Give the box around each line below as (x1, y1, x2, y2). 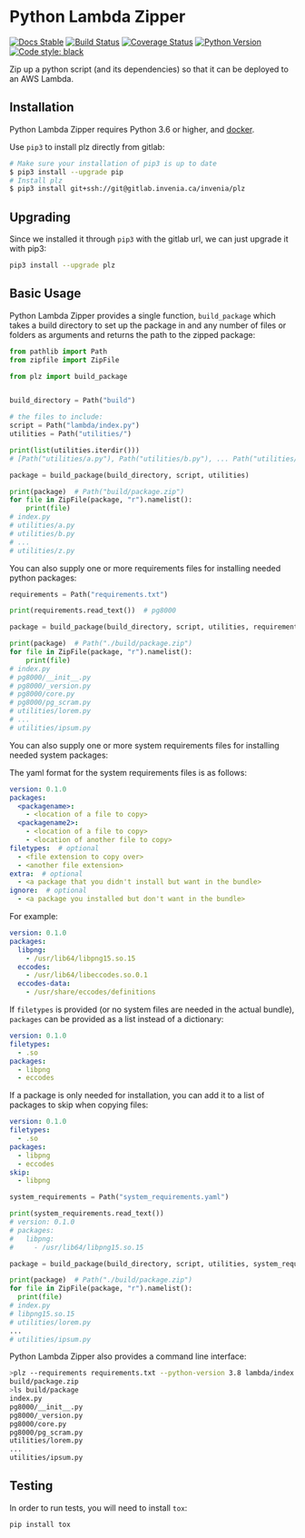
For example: (9, 911, 59, 921)
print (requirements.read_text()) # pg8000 (9, 606, 177, 615)
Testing (9, 1478, 54, 1493)
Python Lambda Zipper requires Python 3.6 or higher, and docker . (9, 124, 255, 134)
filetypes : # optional (9, 843, 100, 853)
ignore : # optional (9, 886, 88, 896)
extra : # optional (9, 869, 84, 878)
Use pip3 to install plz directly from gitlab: (9, 141, 165, 152)
